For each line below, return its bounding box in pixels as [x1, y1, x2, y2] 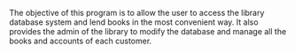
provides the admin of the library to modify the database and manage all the [9, 26, 287, 36]
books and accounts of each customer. [9, 35, 152, 46]
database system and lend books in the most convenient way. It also [9, 17, 259, 27]
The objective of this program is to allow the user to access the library [9, 8, 265, 18]
